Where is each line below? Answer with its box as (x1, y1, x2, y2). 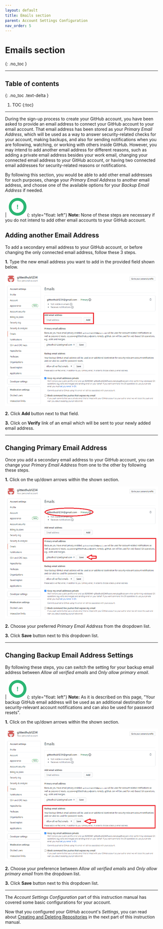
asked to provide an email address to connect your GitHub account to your (5, 121, 154, 127)
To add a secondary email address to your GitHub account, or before (5, 244, 143, 250)
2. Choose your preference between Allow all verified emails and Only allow (5, 866, 158, 872)
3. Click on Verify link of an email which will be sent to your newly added (5, 420, 151, 426)
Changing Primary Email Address (5, 444, 108, 452)
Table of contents (5, 79, 59, 88)
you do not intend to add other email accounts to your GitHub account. (5, 217, 147, 223)
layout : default (5, 8, 38, 13)
